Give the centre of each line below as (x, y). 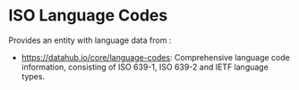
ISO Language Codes (88, 16)
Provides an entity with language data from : (90, 40)
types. (33, 76)
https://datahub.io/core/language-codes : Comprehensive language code (155, 57)
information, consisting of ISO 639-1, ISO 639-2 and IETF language (145, 67)
